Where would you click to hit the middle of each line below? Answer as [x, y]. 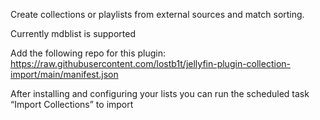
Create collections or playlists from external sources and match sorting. [157, 14]
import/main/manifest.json [64, 74]
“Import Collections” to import [72, 104]
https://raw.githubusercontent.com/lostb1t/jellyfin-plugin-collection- [150, 63]
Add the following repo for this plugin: [88, 53]
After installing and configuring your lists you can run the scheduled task [160, 93]
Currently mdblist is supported [73, 33]
